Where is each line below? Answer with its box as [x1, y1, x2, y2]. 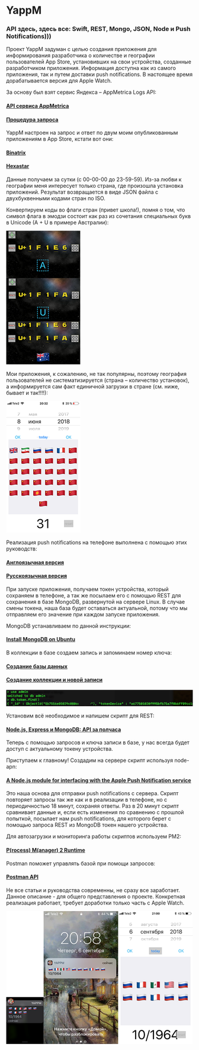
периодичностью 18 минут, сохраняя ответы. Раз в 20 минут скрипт [6, 802, 179, 809]
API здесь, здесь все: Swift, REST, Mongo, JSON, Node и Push [6, 25, 191, 33]
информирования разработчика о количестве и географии [6, 52, 155, 59]
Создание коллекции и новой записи [6, 676, 103, 684]
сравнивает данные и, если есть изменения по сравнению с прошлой [6, 809, 184, 816]
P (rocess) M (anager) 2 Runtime [6, 846, 85, 853]
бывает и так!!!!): [6, 390, 49, 397]
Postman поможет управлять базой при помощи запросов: [6, 859, 156, 867]
